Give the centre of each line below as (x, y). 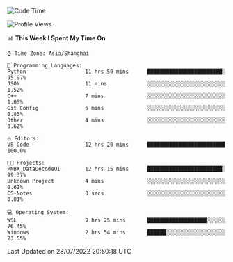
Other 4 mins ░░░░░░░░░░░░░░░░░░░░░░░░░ (116, 120)
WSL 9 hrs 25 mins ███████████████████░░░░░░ (116, 220)
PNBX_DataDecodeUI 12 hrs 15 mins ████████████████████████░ (116, 169)
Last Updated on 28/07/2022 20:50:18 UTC (70, 251)
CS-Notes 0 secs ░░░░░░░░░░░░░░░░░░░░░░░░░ (116, 193)
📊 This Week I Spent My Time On (56, 38)
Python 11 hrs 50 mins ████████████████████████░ (116, 72)
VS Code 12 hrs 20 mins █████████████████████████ (116, 145)
